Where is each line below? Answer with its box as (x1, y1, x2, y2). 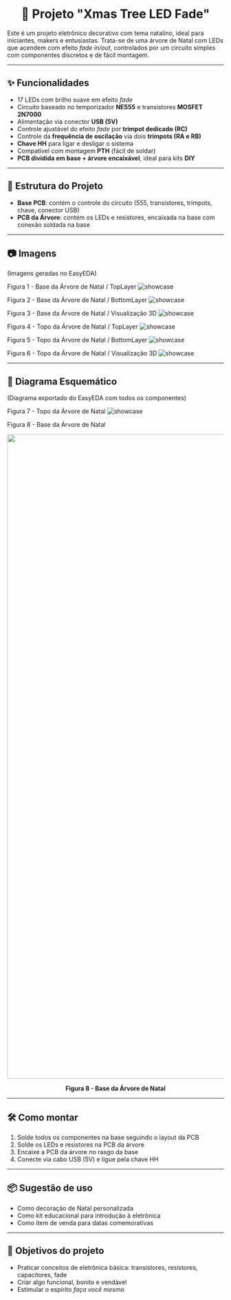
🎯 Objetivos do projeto (7, 1245, 104, 1257)
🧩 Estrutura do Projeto (7, 180, 103, 192)
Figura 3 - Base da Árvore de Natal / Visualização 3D (7, 309, 157, 318)
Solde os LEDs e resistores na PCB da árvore (16, 1141, 144, 1149)
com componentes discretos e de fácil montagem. (7, 51, 150, 59)
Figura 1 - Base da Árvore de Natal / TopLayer (7, 283, 137, 291)
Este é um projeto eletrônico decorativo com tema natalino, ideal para (7, 29, 204, 37)
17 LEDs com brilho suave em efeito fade (16, 96, 133, 104)
